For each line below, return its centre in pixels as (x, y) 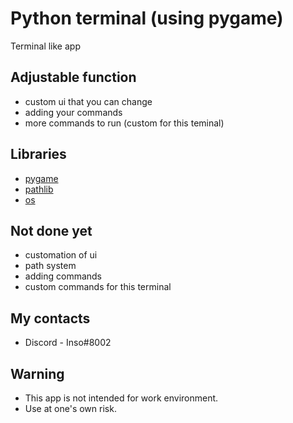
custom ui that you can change (88, 101)
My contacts (50, 318)
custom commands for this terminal (98, 287)
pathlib (39, 189)
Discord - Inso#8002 (68, 343)
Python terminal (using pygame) (147, 18)
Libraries (38, 154)
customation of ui (61, 255)
